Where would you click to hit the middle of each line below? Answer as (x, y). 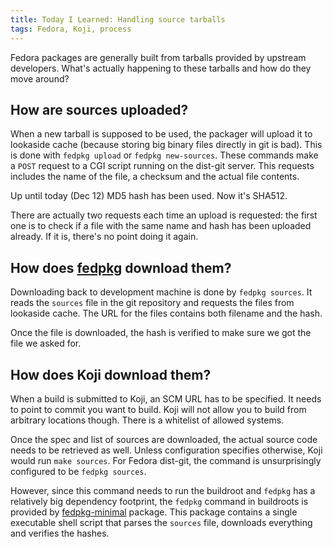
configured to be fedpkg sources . (78, 471)
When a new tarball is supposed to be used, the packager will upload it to (161, 134)
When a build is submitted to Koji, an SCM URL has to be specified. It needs (166, 398)
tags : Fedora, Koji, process (71, 29)
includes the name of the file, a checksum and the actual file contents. (155, 177)
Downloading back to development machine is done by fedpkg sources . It (161, 292)
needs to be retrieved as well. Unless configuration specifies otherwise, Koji (166, 450)
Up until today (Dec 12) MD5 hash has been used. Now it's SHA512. (149, 196)
